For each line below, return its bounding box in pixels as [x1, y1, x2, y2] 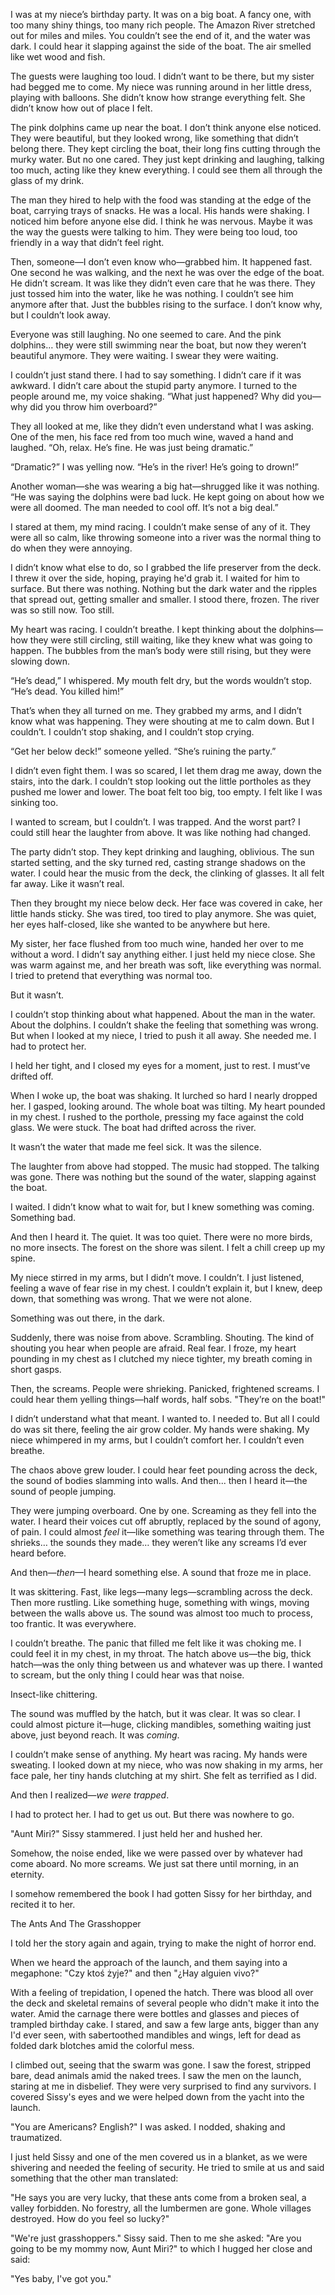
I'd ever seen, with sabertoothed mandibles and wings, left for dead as [10, 2029, 302, 2041]
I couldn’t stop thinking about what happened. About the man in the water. [10, 1009, 316, 1020]
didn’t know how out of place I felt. [10, 102, 153, 114]
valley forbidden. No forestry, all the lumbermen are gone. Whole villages [10, 2202, 312, 2214]
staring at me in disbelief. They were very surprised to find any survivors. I [10, 2080, 317, 2092]
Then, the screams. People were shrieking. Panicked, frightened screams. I [10, 1383, 320, 1394]
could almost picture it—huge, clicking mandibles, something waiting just [10, 1719, 312, 1730]
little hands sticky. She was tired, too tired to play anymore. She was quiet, [10, 908, 317, 919]
